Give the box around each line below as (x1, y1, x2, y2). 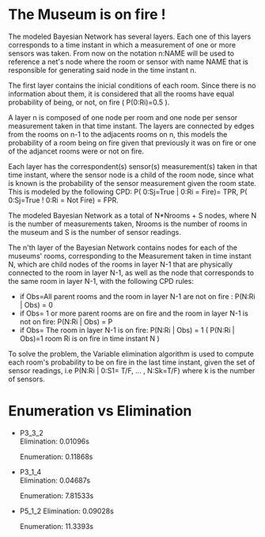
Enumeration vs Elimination (8, 402, 192, 420)
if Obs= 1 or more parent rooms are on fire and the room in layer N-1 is (19, 308, 249, 318)
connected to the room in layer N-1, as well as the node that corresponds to (8, 267, 255, 278)
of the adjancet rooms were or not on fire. (8, 146, 145, 156)
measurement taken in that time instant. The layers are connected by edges (8, 121, 255, 130)
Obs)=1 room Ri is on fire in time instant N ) (19, 334, 160, 343)
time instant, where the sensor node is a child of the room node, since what (8, 170, 255, 180)
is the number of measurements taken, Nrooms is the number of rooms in (8, 219, 248, 229)
